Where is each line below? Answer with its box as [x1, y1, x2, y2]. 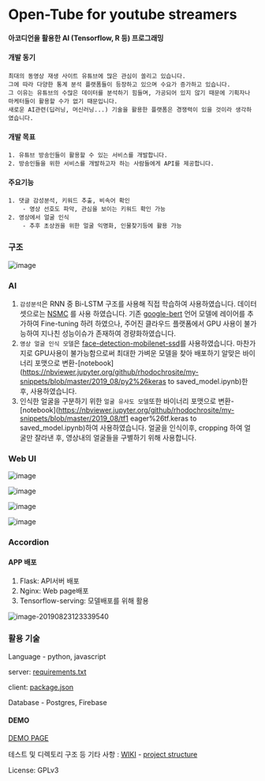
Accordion [8, 537, 50, 548]
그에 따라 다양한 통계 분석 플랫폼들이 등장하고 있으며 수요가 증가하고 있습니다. [8, 81, 231, 89]
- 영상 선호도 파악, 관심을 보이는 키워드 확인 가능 [22, 206, 166, 213]
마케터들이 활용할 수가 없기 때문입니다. [8, 97, 118, 105]
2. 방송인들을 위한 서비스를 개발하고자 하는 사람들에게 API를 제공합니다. [8, 160, 215, 168]
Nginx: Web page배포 [19, 587, 89, 596]
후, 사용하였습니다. [19, 386, 77, 396]
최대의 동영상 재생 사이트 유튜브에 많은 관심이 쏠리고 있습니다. [8, 72, 186, 80]
